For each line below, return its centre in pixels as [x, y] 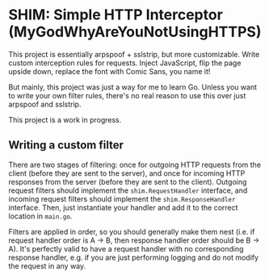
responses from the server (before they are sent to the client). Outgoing [128, 181]
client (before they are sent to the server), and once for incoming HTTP [127, 173]
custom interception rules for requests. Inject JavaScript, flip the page [125, 63]
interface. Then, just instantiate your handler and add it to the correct [123, 207]
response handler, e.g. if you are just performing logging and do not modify [134, 257]
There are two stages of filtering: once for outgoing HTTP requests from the [134, 164]
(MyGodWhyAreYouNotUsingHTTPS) [135, 32]
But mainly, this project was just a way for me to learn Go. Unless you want [132, 87]
